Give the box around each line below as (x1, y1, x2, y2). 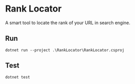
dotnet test (5, 74, 30, 79)
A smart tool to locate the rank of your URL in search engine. (5, 20, 130, 26)
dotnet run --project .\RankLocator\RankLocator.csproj (5, 47, 124, 53)
